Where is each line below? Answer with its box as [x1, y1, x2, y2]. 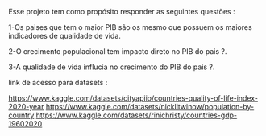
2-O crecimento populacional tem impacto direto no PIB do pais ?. [8, 47, 227, 56]
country [8, 110, 35, 120]
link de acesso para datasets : [8, 78, 108, 87]
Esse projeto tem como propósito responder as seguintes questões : [8, 7, 235, 16]
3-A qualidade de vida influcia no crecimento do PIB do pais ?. [8, 62, 215, 72]
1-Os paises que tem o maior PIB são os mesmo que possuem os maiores [8, 23, 252, 31]
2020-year [8, 102, 44, 111]
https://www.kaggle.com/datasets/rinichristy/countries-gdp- [35, 110, 238, 120]
